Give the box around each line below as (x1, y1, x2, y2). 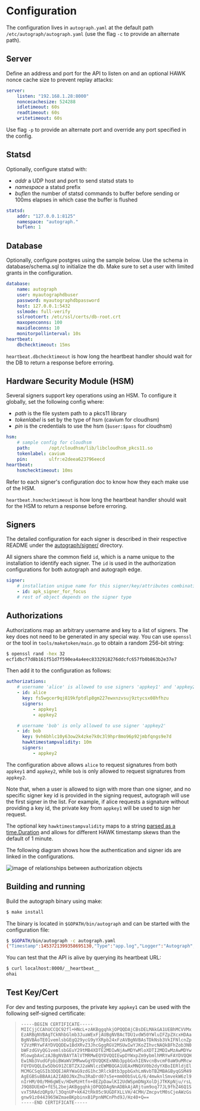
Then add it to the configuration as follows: (6, 667, 112, 674)
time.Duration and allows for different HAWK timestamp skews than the (6, 828, 180, 835)
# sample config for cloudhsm (17, 440, 92, 445)
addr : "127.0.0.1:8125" (17, 213, 76, 219)
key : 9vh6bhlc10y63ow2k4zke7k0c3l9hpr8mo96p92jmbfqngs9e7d (21, 734, 171, 740)
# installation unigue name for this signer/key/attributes (17, 583, 169, 589)
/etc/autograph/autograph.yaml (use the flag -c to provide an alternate (6, 30, 180, 37)
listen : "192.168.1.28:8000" (17, 93, 89, 99)
